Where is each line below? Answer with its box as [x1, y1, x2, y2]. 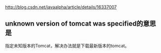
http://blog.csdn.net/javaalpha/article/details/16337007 [5, 4, 117, 10]
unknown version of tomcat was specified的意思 [5, 20, 156, 28]
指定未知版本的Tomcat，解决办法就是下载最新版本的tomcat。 [5, 43, 129, 49]
